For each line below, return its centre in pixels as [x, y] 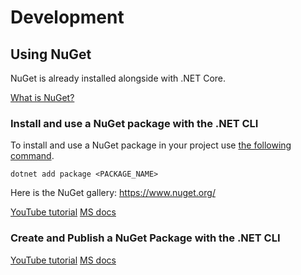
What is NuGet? [42, 97]
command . [32, 156]
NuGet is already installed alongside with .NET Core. [118, 78]
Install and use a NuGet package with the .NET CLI [134, 123]
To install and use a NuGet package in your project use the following [151, 145]
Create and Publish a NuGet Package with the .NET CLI [145, 238]
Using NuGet [51, 54]
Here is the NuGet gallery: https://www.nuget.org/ [113, 193]
